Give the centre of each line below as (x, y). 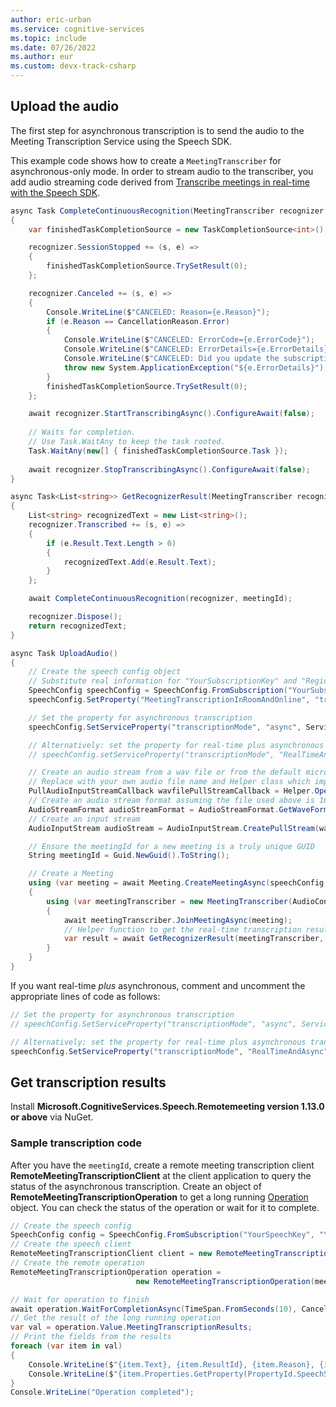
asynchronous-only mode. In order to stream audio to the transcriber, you (162, 171)
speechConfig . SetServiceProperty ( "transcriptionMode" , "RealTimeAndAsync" (169, 1051)
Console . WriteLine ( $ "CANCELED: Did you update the (171, 359)
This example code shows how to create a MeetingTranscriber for (146, 160)
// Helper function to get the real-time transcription (182, 929)
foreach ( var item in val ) (66, 1346)
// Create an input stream (84, 819)
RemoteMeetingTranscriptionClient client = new (111, 1254)
